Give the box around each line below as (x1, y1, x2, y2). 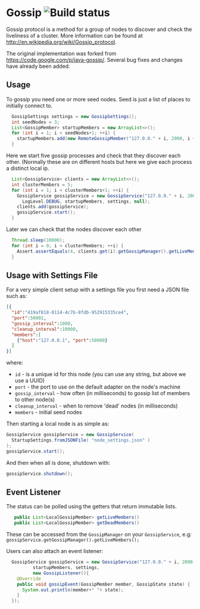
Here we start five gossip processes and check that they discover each (6, 152, 181, 159)
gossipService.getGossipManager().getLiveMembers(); (6, 537, 140, 543)
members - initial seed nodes (14, 409, 82, 416)
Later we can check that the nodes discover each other (6, 226, 142, 232)
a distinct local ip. (6, 164, 49, 172)
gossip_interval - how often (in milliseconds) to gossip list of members (14, 390, 190, 397)
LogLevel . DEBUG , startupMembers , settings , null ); (21, 198, 151, 204)
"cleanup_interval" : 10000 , (11, 326, 79, 332)
